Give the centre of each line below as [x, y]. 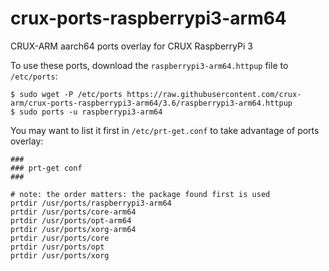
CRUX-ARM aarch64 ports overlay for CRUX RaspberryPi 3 [131, 46]
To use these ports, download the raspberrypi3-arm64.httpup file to [149, 65]
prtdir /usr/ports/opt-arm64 [71, 220]
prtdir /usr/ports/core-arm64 [73, 212]
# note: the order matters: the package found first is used [140, 194]
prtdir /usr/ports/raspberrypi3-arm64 [91, 203]
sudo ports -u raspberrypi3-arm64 [91, 112]
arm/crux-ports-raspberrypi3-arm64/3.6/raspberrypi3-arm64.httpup [151, 103]
